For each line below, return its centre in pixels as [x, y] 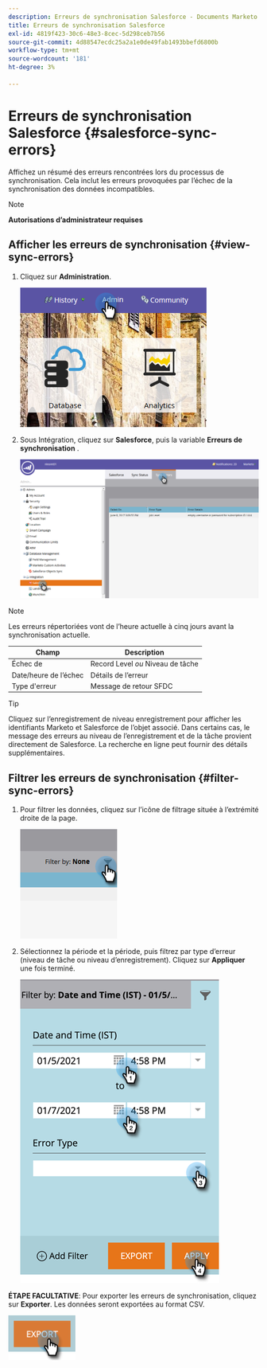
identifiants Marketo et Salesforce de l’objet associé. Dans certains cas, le [129, 728]
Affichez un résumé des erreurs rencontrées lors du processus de [116, 172]
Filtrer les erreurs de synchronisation [102, 778]
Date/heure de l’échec [48, 675]
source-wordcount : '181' [49, 59]
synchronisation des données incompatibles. [81, 189]
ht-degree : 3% [32, 68]
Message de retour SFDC [132, 686]
